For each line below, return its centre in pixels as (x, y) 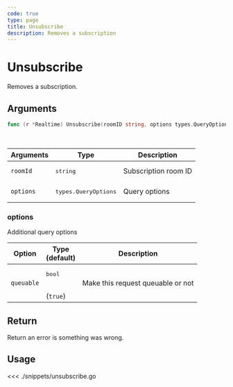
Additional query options (42, 232)
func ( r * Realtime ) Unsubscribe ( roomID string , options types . (101, 124)
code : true (23, 14)
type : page (23, 20)
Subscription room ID (158, 171)
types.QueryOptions (86, 191)
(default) (61, 258)
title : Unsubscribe (35, 26)
